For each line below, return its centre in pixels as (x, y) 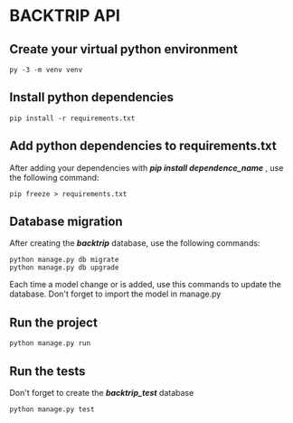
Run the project (53, 322)
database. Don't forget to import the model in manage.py (115, 294)
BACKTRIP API (65, 16)
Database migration (66, 222)
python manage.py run (50, 343)
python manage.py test (52, 409)
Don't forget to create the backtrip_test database (102, 393)
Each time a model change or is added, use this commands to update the (146, 285)
